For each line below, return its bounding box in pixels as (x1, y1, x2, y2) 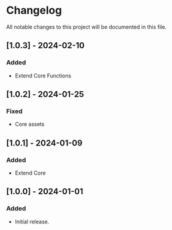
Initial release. (14, 218, 50, 225)
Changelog (6, 4, 62, 17)
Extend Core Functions (14, 72, 72, 79)
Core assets (14, 120, 45, 128)
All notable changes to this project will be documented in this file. (6, 23, 167, 30)
